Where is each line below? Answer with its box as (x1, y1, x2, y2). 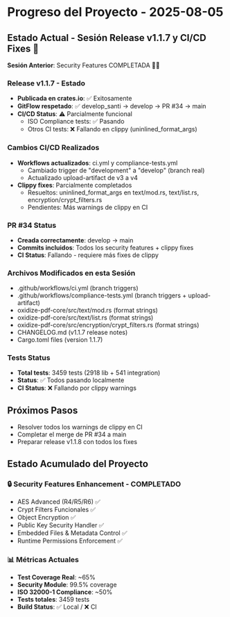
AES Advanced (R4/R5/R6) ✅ (17, 497, 100, 506)
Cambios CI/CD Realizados (7, 143, 100, 153)
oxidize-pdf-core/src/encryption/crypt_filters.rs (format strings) (17, 321, 200, 329)
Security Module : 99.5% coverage (17, 581, 117, 589)
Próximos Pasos (7, 404, 78, 416)
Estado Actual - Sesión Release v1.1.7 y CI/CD (7, 32, 206, 44)
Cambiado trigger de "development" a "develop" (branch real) (27, 166, 205, 174)
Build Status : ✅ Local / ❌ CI (17, 602, 97, 611)
